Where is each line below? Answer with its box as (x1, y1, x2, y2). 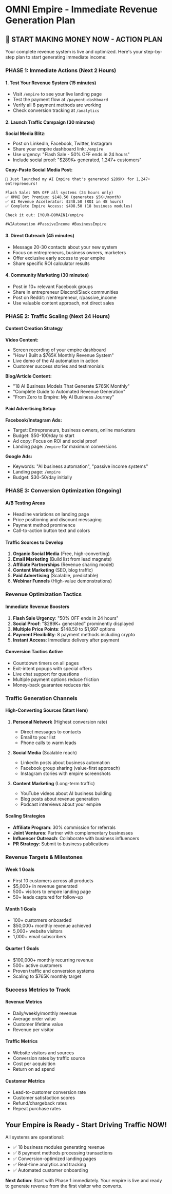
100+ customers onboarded (12, 917, 72, 923)
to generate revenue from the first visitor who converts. (5, 1183, 123, 1189)
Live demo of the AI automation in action (12, 357, 99, 364)
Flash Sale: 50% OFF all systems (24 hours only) (5, 190, 114, 196)
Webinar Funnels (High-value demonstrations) (12, 578, 112, 584)
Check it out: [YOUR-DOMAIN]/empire (5, 213, 84, 218)
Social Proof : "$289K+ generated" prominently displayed (12, 620, 134, 627)
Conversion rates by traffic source (12, 1055, 86, 1061)
